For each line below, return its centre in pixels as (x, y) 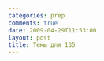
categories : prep (37, 15)
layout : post (30, 38)
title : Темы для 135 (42, 45)
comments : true (33, 23)
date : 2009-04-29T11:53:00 (52, 30)
